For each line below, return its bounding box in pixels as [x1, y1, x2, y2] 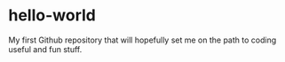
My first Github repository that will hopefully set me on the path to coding [8, 35, 277, 45]
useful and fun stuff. [8, 43, 83, 54]
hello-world [8, 5, 97, 26]
